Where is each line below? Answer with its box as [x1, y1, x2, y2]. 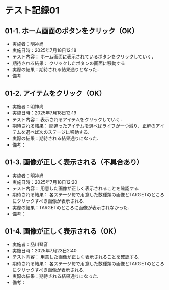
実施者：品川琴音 [12, 241, 48, 247]
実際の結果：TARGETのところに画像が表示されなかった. [12, 204, 129, 210]
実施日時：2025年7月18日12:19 [12, 110, 77, 116]
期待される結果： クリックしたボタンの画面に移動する [12, 60, 125, 66]
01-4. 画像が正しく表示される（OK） [5, 227, 121, 236]
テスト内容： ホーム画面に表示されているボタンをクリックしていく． [12, 54, 156, 60]
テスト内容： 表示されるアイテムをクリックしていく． [12, 116, 125, 122]
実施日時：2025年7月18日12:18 [12, 47, 77, 53]
